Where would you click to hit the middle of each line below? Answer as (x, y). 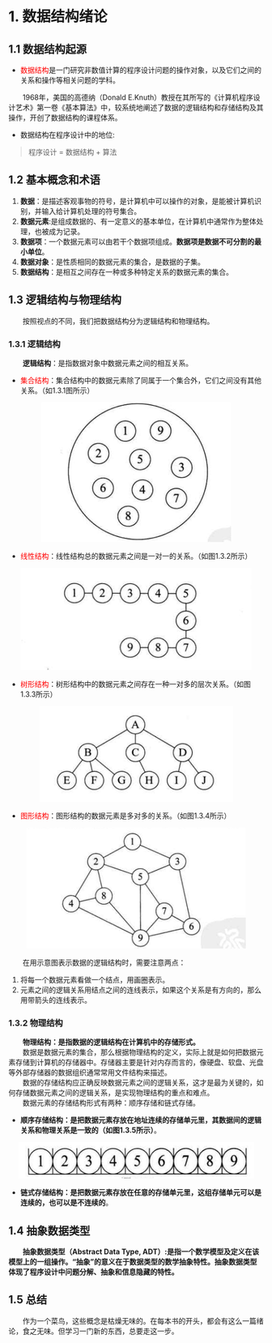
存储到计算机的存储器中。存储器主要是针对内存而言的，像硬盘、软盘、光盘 (139, 1063)
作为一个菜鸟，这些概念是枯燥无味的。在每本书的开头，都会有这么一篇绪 (143, 1320)
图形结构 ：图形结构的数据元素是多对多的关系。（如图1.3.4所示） (125, 816)
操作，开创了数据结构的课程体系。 (65, 117)
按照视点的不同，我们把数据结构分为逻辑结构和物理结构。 (119, 321)
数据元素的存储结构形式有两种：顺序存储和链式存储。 (111, 1103)
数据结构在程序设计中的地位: (67, 135)
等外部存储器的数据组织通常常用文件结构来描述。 (90, 1072)
